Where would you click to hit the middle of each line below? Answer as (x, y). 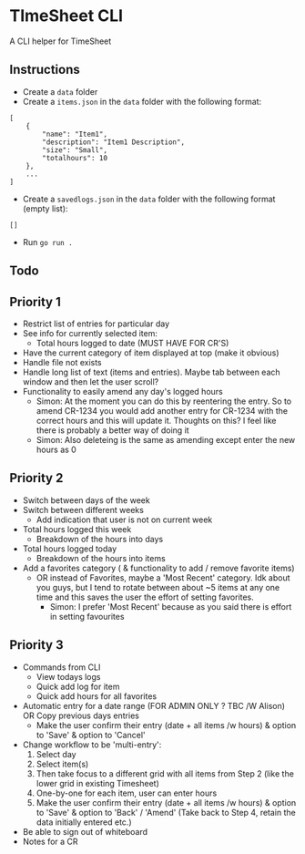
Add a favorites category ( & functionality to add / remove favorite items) (158, 568)
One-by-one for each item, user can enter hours (127, 793)
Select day (56, 754)
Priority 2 (36, 478)
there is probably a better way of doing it (112, 430)
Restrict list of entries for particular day (96, 324)
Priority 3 (36, 645)
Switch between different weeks (83, 509)
